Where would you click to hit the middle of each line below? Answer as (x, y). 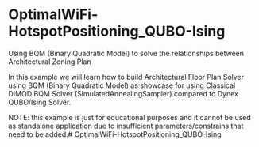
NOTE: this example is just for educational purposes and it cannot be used (130, 117)
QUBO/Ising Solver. (40, 102)
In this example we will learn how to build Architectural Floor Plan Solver (126, 77)
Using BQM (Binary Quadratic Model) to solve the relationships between (126, 53)
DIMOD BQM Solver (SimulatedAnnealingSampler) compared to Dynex (123, 93)
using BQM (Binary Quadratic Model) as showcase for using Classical (122, 85)
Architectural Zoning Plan (50, 62)
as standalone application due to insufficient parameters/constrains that (126, 126)
